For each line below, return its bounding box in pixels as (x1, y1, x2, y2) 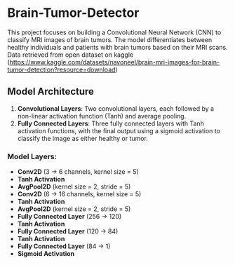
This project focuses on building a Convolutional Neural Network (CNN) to (7, 28, 222, 36)
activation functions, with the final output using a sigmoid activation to (17, 126, 221, 135)
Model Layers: (7, 151, 58, 161)
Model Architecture (7, 86, 95, 97)
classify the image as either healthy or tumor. (17, 134, 149, 142)
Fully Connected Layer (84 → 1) (17, 242, 111, 250)
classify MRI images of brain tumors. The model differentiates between (7, 35, 213, 43)
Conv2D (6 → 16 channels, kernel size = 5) (17, 190, 142, 198)
